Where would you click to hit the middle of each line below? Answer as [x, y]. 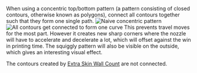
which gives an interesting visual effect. [54, 52]
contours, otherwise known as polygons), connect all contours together [93, 15]
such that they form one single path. [50, 21]
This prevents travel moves [157, 27]
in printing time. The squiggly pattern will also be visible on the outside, [93, 46]
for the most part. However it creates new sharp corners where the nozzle [96, 34]
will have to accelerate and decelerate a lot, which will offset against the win [98, 40]
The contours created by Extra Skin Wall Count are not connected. [87, 64]
